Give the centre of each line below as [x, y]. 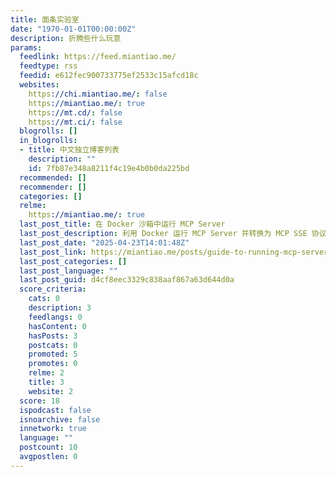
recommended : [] [53, 177]
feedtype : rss [48, 66]
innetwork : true [53, 429]
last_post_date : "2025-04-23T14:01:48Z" [104, 242]
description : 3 [60, 308]
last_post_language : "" [68, 271]
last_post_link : [53, 252]
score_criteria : [53, 289]
